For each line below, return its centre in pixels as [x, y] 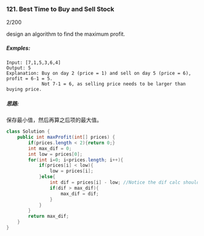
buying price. [24, 89]
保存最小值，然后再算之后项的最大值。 [54, 120]
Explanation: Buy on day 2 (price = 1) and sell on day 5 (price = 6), [99, 74]
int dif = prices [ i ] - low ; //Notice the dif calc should [124, 182]
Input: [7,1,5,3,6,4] [34, 63]
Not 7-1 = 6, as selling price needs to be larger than [114, 84]
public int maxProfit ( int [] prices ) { [66, 137]
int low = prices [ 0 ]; [56, 154]
